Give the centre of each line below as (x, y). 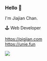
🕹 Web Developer (23, 28)
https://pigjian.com (23, 39)
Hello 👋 (13, 8)
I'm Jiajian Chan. (21, 18)
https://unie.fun (20, 44)
